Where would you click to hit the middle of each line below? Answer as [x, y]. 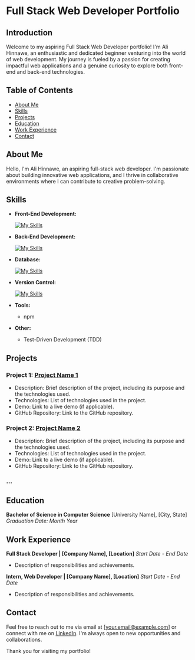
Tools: [22, 306]
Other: [23, 328]
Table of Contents [40, 91]
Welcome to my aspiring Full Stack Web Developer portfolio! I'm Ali [87, 47]
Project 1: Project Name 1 [42, 375]
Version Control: [35, 283]
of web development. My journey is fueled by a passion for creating [88, 59]
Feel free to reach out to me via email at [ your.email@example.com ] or [91, 627]
